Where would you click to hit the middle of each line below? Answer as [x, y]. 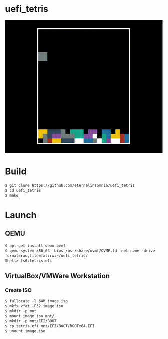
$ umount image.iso [25, 331]
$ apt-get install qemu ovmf [35, 246]
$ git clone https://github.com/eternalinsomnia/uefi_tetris [70, 185]
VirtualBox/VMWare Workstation [58, 276]
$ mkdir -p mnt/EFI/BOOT [31, 321]
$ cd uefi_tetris [23, 190]
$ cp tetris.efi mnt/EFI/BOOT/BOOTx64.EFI [50, 326]
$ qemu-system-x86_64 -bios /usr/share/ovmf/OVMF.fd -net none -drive [80, 251]
